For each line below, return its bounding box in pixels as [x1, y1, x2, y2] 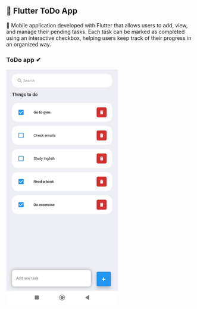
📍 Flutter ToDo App [6, 6, 78, 16]
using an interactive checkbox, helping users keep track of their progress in [6, 34, 192, 42]
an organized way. [6, 40, 52, 48]
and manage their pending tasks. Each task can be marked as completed [6, 28, 185, 35]
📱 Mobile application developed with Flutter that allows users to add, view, [6, 21, 188, 29]
